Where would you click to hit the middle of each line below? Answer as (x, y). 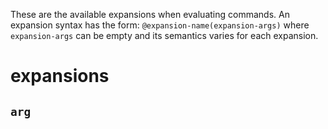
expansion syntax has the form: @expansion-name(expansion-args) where (160, 25)
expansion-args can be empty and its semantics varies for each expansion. (164, 35)
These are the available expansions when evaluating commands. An (150, 14)
